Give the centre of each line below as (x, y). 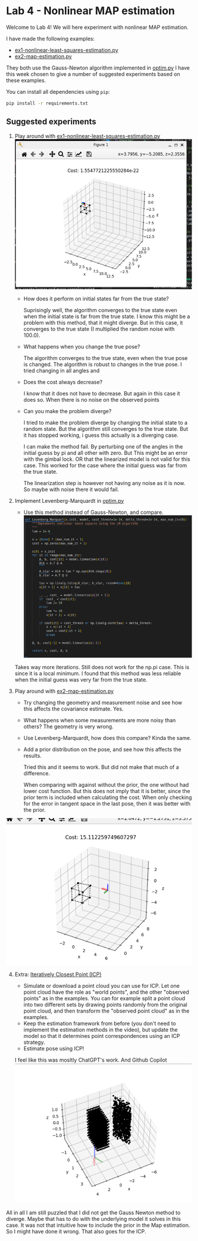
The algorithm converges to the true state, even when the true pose (105, 358)
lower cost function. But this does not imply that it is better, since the (107, 791)
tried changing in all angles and (62, 371)
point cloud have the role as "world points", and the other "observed (106, 992)
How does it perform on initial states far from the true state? (96, 299)
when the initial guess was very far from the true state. (81, 680)
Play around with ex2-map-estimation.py (64, 691)
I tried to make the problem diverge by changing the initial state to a (105, 423)
